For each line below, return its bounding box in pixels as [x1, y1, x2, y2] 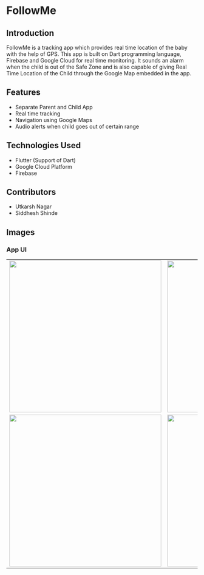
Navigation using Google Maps [15, 116, 92, 123]
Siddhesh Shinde [15, 209, 58, 217]
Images [6, 227, 35, 237]
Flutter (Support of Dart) [15, 156, 76, 164]
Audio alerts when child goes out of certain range [15, 123, 140, 130]
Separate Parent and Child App [15, 103, 93, 111]
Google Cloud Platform [15, 163, 73, 170]
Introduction [6, 28, 55, 38]
